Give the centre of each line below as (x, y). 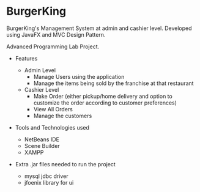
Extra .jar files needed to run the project (65, 164)
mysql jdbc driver (46, 176)
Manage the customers (63, 116)
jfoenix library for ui (49, 182)
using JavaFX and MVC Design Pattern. (56, 34)
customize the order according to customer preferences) (105, 103)
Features (26, 58)
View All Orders (53, 109)
